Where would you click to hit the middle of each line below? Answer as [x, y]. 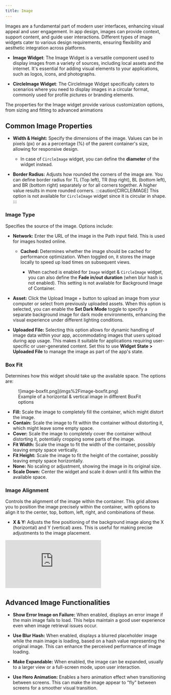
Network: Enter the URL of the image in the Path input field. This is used [89, 236]
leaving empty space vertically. [45, 450]
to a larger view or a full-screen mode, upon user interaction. [77, 667]
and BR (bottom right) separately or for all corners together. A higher [85, 185]
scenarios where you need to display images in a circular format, [81, 89]
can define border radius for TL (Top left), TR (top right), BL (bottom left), [89, 180]
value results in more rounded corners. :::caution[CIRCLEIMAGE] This [86, 191]
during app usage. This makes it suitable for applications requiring [82, 340]
